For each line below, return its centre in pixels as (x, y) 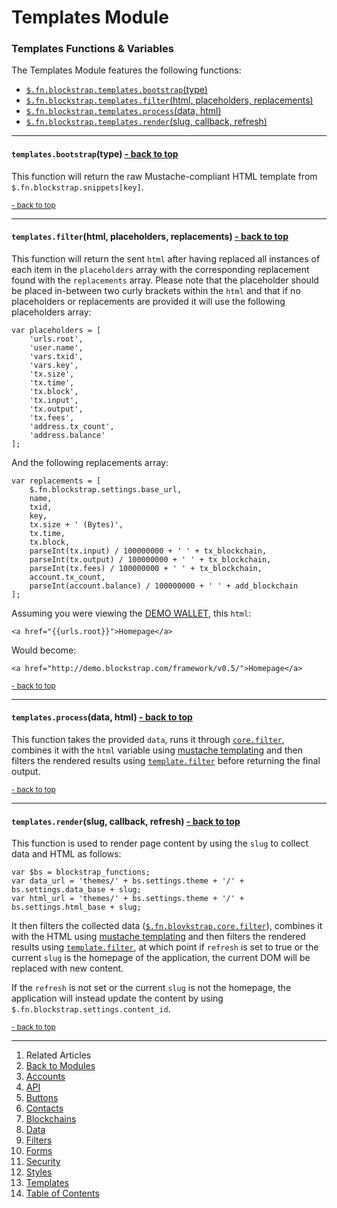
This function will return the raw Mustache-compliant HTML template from (164, 176)
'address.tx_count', (72, 426)
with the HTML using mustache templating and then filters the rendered (158, 937)
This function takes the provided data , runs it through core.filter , (148, 740)
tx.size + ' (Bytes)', (76, 524)
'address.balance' (67, 435)
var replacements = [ (56, 481)
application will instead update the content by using (117, 998)
